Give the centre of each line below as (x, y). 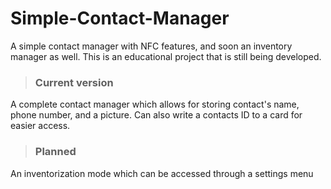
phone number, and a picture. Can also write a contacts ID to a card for (156, 115)
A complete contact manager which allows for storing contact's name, (155, 104)
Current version (74, 82)
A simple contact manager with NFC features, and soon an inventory (151, 46)
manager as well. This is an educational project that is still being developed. (166, 56)
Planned (55, 152)
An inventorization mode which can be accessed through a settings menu (162, 173)
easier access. (40, 126)
